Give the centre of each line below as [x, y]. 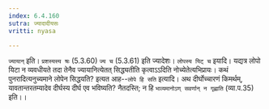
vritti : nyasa [32, 31]
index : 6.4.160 [34, 16]
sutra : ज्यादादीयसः [34, 23]
